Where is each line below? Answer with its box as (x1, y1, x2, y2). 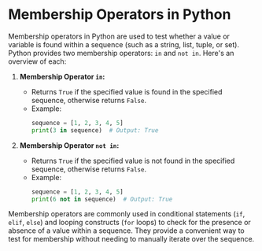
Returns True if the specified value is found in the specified (31, 87, 223, 96)
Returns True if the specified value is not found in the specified (31, 156, 235, 165)
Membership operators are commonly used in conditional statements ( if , (8, 209, 245, 219)
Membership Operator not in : (19, 140, 120, 150)
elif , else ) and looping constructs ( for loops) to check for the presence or (8, 218, 252, 227)
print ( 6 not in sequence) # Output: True (31, 195, 173, 203)
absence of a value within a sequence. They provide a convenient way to (8, 226, 245, 235)
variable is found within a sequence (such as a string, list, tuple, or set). (8, 39, 240, 49)
